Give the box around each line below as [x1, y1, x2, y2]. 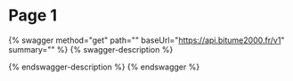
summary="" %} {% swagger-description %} [8, 44, 174, 54]
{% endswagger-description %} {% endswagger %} [8, 61, 200, 72]
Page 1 [8, 5, 58, 26]
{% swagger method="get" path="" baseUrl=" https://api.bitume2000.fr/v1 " [8, 35, 285, 45]
